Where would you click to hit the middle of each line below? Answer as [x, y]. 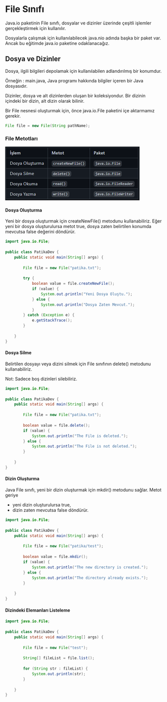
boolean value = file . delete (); [57, 425]
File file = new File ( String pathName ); [48, 126]
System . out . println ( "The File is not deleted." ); [84, 447]
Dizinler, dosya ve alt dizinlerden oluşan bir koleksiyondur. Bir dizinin [76, 95]
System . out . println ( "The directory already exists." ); [90, 578]
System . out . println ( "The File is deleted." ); [80, 436]
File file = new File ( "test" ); [56, 648]
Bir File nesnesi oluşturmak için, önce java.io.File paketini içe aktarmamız [80, 110]
